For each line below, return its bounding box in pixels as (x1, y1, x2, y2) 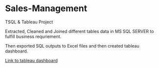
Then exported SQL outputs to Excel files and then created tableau (5, 43, 139, 49)
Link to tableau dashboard (5, 57, 58, 63)
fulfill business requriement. (5, 34, 62, 39)
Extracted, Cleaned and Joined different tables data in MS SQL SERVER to (5, 28, 154, 34)
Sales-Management (5, 3, 87, 14)
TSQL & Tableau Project (5, 19, 53, 25)
